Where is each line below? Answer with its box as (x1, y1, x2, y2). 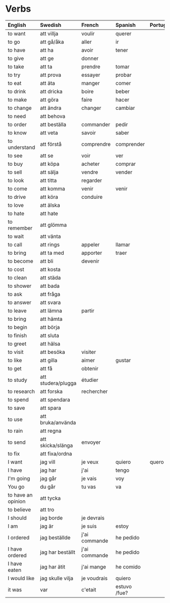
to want (8, 30, 26, 37)
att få (40, 365, 53, 372)
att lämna (40, 307, 62, 314)
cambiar (115, 104, 135, 111)
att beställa (40, 120, 67, 128)
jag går (40, 475, 57, 482)
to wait (8, 232, 24, 239)
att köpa (40, 160, 60, 167)
